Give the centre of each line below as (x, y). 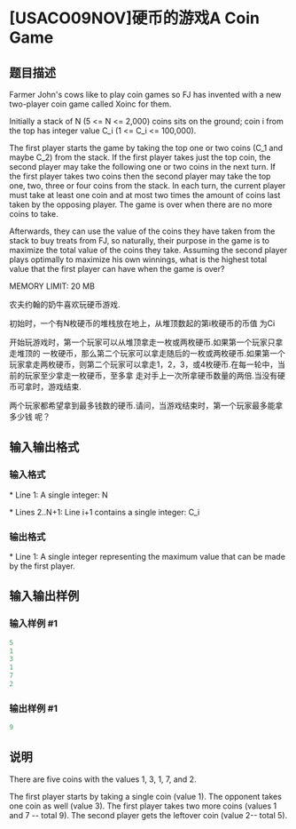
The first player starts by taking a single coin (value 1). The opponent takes (145, 796)
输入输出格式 (44, 447)
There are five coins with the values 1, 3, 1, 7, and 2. (103, 779)
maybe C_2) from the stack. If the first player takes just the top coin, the (140, 157)
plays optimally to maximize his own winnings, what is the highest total (138, 259)
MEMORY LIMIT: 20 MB (52, 286)
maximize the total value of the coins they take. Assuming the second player (148, 250)
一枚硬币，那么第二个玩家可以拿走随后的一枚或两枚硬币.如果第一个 (164, 353)
